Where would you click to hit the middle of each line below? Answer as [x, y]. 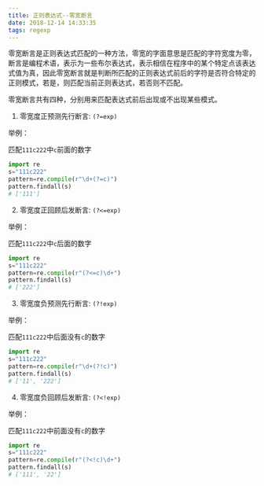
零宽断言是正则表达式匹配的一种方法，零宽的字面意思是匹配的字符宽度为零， [132, 53]
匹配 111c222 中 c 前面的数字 [50, 149]
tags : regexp [29, 30]
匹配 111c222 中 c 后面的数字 [50, 243]
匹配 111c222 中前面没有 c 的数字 [57, 430]
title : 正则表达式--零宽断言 [50, 15]
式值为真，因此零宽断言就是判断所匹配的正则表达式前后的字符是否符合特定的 [132, 73]
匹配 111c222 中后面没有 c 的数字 [57, 337]
